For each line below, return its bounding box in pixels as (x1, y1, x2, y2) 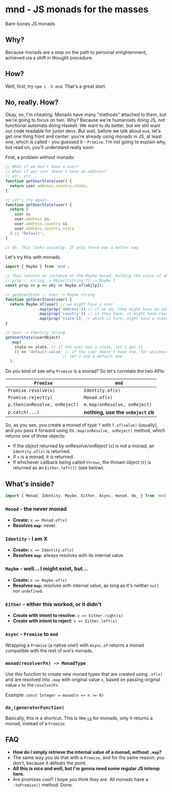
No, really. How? (5, 98, 59, 106)
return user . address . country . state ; (10, 183, 88, 188)
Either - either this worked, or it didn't (5, 600, 101, 608)
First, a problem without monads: (5, 154, 75, 160)
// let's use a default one (62, 354, 123, 359)
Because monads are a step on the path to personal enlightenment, (5, 49, 147, 55)
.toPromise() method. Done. (12, 782, 73, 788)
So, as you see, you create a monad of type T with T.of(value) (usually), (5, 422, 158, 428)
